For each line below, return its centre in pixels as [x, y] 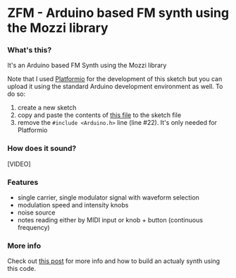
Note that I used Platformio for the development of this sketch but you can [115, 79]
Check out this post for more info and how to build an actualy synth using [114, 261]
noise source [36, 212]
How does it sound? [42, 148]
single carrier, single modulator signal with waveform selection [108, 198]
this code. [22, 269]
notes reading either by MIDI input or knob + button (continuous [110, 220]
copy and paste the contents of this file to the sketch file [99, 115]
